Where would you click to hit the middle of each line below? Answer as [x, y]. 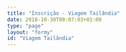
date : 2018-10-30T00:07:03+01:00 [54, 20]
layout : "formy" [30, 32]
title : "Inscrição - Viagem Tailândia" [64, 13]
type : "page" [26, 26]
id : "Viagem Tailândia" [41, 38]
